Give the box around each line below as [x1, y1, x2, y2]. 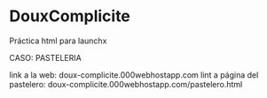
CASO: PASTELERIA [9, 52, 82, 63]
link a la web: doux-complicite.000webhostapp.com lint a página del [9, 69, 259, 80]
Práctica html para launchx [9, 35, 107, 46]
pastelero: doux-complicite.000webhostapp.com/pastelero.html [9, 79, 243, 89]
